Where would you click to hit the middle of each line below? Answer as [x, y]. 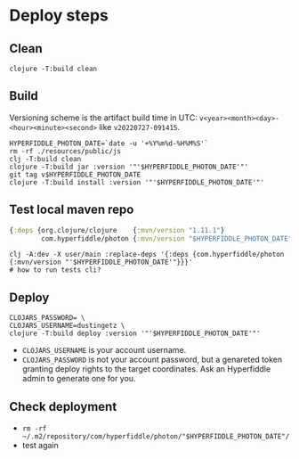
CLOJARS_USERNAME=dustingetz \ [67, 326]
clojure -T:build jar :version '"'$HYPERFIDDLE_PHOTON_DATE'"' [129, 167]
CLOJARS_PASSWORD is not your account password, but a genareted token [152, 360]
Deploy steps [59, 16]
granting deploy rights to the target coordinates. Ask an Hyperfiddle [146, 369]
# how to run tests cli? [55, 270]
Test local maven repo [72, 210]
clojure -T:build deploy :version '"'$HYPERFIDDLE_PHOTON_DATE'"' [135, 334]
